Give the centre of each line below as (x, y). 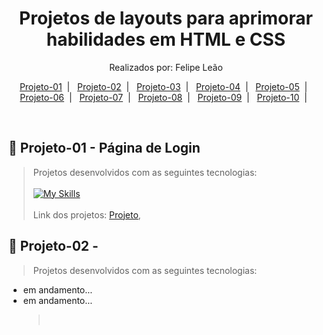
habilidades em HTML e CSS (166, 39)
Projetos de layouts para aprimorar (166, 18)
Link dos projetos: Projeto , (86, 214)
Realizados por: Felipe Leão (166, 67)
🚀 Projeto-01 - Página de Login (104, 148)
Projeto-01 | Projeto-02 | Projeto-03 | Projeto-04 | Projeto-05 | (163, 86)
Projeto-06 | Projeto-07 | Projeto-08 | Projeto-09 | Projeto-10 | (163, 97)
